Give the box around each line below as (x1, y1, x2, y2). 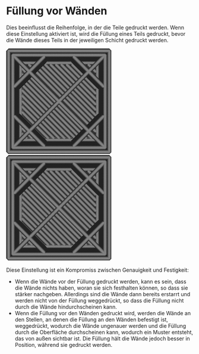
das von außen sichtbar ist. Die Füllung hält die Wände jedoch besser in (14, 335, 190, 342)
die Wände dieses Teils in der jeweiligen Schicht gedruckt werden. (6, 36, 169, 44)
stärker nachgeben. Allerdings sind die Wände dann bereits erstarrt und (14, 290, 191, 297)
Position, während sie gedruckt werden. (14, 341, 113, 348)
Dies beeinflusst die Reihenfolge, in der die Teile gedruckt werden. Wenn (6, 24, 184, 31)
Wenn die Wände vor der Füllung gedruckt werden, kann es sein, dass (14, 278, 187, 285)
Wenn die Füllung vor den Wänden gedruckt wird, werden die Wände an (14, 309, 191, 316)
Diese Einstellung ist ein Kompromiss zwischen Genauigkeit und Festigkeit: (6, 266, 189, 274)
